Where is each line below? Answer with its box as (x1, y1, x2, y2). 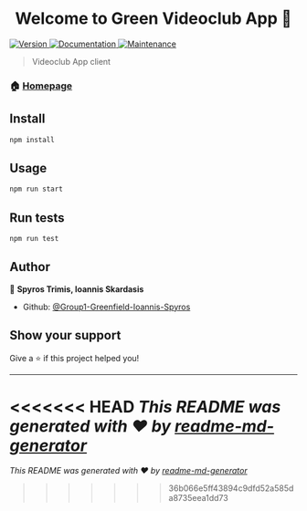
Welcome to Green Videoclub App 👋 (15, 8, 292, 29)
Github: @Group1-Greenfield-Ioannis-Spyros (22, 301, 191, 312)
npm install (9, 135, 55, 144)
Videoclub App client (31, 56, 111, 67)
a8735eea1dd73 (168, 493, 228, 504)
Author (9, 259, 50, 275)
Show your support (9, 328, 122, 343)
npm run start (9, 184, 64, 194)
